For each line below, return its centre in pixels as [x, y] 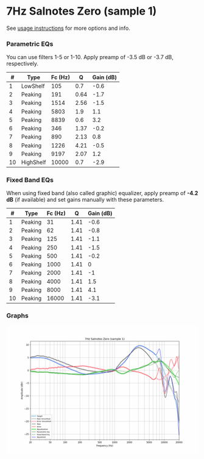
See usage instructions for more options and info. [69, 28]
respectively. [22, 64]
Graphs [17, 316]
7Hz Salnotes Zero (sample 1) [82, 11]
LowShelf [33, 86]
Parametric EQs [30, 44]
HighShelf [33, 162]
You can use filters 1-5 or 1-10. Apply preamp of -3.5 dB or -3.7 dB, [90, 57]
